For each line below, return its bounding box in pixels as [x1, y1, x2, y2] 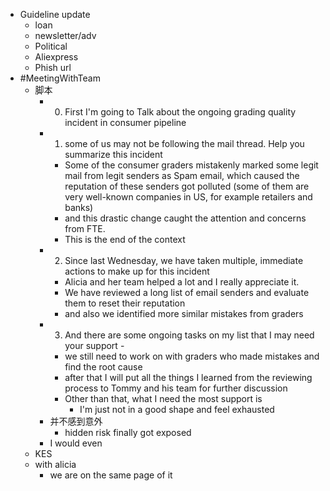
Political [34, 40, 68, 52]
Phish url [34, 62, 72, 73]
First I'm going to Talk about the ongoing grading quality [64, 106, 297, 118]
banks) [64, 202, 94, 213]
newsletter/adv [34, 30, 97, 41]
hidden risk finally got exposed [64, 427, 192, 438]
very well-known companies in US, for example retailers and [64, 191, 313, 203]
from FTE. [64, 223, 106, 234]
